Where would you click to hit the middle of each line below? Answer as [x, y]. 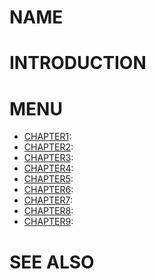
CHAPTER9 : [48, 222]
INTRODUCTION [78, 63]
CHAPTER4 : [48, 168]
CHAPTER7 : [48, 200]
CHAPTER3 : [48, 158]
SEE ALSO [52, 262]
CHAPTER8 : [48, 211]
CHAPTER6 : [48, 190]
